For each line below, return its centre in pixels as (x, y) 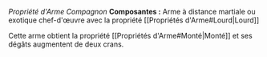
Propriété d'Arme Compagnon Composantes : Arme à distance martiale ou (132, 12)
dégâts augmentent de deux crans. (66, 44)
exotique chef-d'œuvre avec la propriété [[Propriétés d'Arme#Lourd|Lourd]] (134, 20)
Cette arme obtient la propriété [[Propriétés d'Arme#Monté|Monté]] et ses (130, 36)
